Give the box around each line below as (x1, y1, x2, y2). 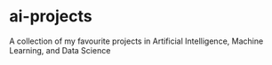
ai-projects (9, 6, 92, 27)
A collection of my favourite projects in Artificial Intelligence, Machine (9, 36, 264, 46)
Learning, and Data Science (9, 45, 111, 55)
